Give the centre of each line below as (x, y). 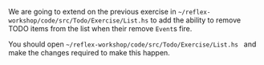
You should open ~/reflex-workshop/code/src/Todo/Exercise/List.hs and (132, 44)
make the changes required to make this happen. (89, 53)
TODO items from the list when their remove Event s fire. (100, 28)
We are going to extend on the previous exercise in (92, 12)
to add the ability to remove (196, 20)
